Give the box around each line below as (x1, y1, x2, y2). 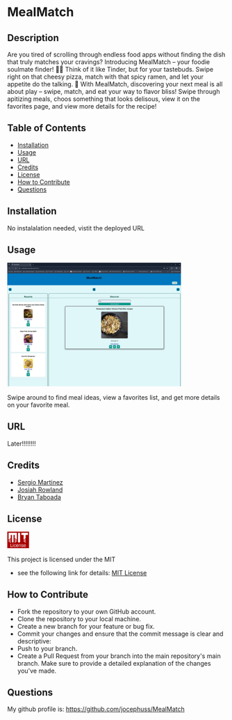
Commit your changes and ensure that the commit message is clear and (17, 629, 224, 638)
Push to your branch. (17, 644, 78, 652)
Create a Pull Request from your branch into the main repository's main (17, 652, 221, 660)
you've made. (17, 666, 57, 675)
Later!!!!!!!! (7, 439, 36, 448)
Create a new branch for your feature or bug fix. (17, 622, 155, 630)
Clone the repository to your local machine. (17, 614, 141, 623)
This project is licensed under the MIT (7, 555, 116, 563)
